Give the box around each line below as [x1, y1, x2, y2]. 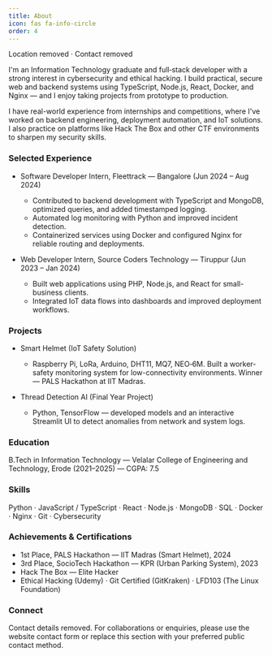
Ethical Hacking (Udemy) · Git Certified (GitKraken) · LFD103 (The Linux [19, 576, 259, 585]
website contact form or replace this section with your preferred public [8, 632, 245, 641]
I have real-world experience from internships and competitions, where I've [8, 106, 261, 116]
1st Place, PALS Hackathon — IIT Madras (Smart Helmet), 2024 [19, 550, 231, 559]
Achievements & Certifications [8, 531, 132, 542]
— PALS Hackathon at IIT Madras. [32, 376, 146, 386]
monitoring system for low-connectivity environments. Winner [55, 367, 263, 378]
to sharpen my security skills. [8, 132, 107, 142]
